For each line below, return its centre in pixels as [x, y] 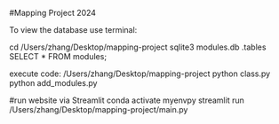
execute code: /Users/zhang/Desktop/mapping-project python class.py [140, 74]
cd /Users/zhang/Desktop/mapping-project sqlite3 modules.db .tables [138, 47]
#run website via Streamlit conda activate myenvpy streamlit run [127, 100]
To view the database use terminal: [73, 30]
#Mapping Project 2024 [52, 13]
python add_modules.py [53, 83]
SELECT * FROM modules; [58, 56]
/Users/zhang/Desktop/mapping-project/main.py [99, 109]
